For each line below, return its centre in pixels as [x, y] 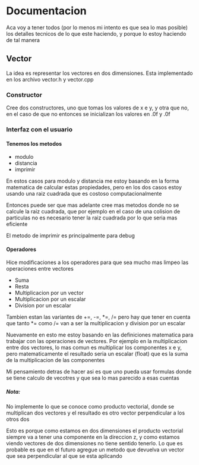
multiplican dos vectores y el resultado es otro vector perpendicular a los [96, 413]
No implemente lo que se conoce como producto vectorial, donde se [90, 407]
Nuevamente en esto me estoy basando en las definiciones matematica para [100, 335]
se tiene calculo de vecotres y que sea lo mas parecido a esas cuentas [93, 378]
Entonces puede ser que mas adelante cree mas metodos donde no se [93, 205]
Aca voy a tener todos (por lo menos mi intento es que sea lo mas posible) [97, 27]
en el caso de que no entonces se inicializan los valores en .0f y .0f [88, 114]
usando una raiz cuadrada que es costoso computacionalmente [84, 194]
